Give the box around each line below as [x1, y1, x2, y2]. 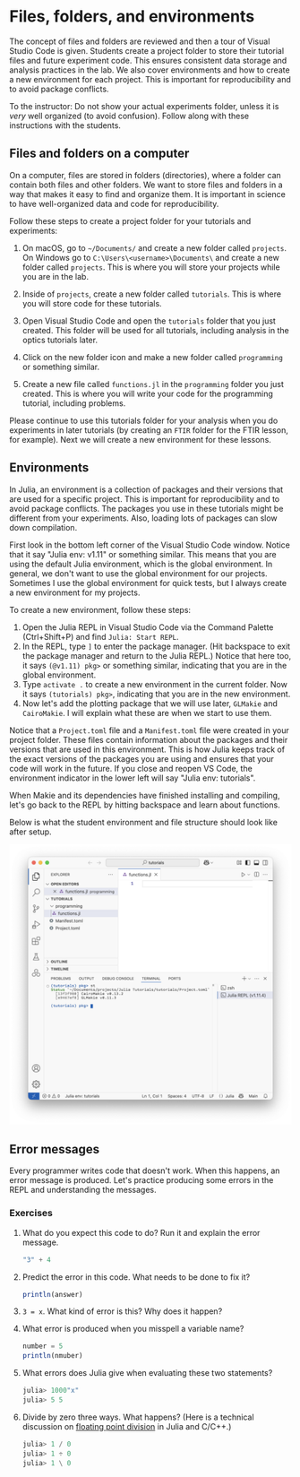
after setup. [9, 826, 52, 837]
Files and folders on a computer [9, 146, 190, 161]
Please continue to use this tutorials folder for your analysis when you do [9, 415, 279, 426]
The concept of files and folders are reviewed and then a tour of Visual [9, 36, 270, 47]
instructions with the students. [9, 119, 121, 131]
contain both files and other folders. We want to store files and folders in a [9, 179, 284, 190]
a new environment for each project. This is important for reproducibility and [9, 73, 291, 84]
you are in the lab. [21, 271, 90, 281]
